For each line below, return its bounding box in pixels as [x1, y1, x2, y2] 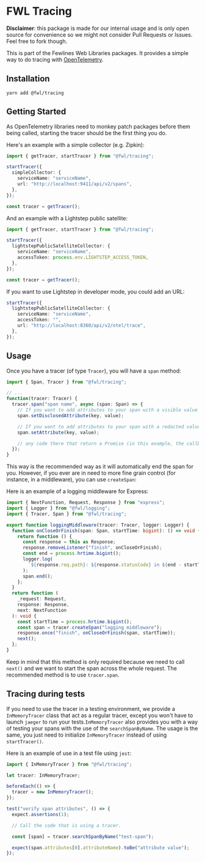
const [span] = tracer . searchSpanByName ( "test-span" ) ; [12, 833, 154, 839]
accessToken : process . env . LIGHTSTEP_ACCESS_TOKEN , [17, 255, 149, 261]
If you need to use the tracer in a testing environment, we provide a [6, 705, 176, 712]
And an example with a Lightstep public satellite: [6, 214, 128, 221]
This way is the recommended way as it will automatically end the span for [6, 463, 194, 470]
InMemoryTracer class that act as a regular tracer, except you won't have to [6, 712, 193, 719]
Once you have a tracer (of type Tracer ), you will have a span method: [6, 367, 181, 374]
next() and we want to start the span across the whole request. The [6, 664, 177, 672]
